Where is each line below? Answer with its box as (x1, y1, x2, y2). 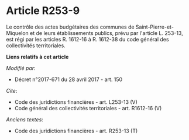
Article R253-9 (6, 4, 80, 17)
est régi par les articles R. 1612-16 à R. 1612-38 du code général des (6, 36, 169, 43)
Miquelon (6, 29, 29, 36)
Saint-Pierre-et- (135, 23, 174, 30)
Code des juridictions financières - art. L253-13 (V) (14, 98, 138, 106)
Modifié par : (6, 64, 36, 71)
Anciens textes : (6, 116, 44, 123)
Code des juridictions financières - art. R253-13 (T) (14, 127, 138, 134)
